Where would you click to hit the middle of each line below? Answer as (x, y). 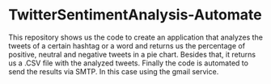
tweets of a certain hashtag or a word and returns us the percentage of (127, 45)
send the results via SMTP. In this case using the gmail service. (114, 71)
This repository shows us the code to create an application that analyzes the (135, 37)
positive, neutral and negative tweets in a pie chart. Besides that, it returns (132, 54)
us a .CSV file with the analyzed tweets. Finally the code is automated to (129, 63)
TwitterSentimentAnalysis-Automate (135, 15)
